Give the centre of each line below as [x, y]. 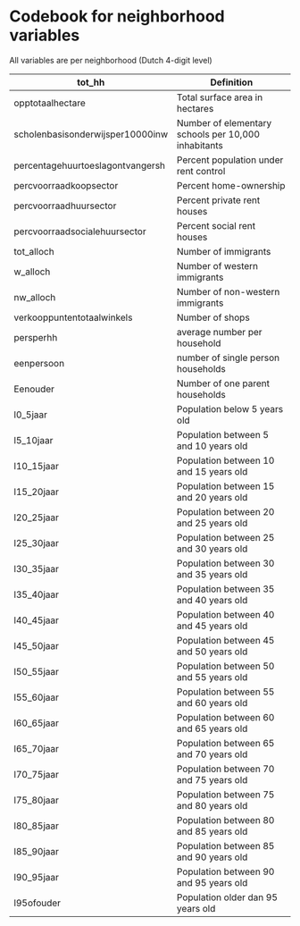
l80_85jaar [37, 826]
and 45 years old [212, 626]
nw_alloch [35, 297]
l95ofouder [37, 903]
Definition [231, 82]
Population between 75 [226, 795]
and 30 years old [212, 549]
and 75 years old [212, 779]
